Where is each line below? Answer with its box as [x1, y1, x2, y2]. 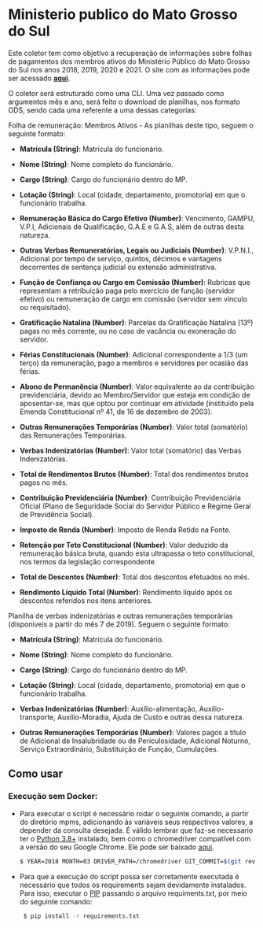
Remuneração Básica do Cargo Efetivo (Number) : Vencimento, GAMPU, [19, 213, 255, 223]
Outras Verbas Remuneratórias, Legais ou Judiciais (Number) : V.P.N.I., [19, 246, 254, 255]
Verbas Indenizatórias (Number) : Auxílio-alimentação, [19, 704, 198, 713]
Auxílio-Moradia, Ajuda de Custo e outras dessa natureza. [57, 712, 245, 722]
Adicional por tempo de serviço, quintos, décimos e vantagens [19, 253, 222, 263]
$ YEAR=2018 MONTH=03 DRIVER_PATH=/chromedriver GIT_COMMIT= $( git [19, 857, 242, 865]
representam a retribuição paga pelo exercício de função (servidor [19, 286, 236, 295]
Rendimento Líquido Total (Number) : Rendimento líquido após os [19, 587, 233, 597]
